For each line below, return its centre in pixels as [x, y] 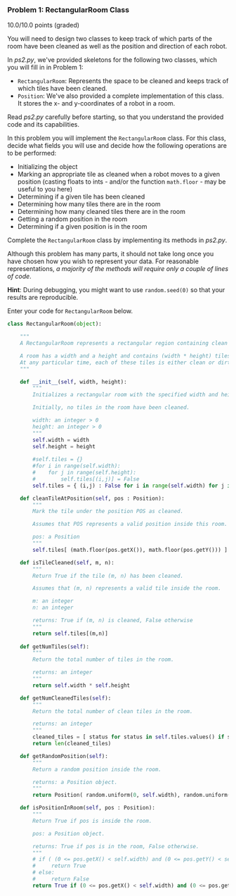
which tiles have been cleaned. [62, 89]
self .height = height [64, 446]
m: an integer [53, 601]
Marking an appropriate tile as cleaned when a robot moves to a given [118, 175]
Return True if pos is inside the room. [92, 821]
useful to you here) [45, 189]
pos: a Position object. [69, 833]
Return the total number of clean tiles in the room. [113, 711]
